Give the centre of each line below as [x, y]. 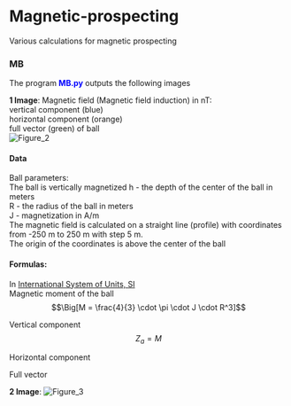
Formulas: [28, 264]
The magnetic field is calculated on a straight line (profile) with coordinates [145, 225]
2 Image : [26, 392]
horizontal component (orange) [66, 119]
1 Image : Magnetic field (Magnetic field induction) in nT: [111, 100]
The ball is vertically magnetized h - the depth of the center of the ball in [141, 187]
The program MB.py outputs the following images [100, 83]
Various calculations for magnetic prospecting [93, 41]
